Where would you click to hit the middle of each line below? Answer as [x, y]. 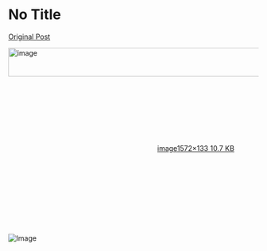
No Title [35, 15]
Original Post [29, 37]
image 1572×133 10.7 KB [196, 148]
